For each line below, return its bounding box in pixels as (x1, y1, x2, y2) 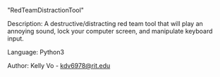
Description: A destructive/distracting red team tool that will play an (7, 20, 203, 27)
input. (7, 34, 25, 43)
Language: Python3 (7, 48, 65, 56)
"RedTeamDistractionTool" (7, 6, 85, 14)
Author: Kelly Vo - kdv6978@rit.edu (7, 62, 111, 69)
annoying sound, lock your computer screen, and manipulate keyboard (7, 27, 213, 35)
